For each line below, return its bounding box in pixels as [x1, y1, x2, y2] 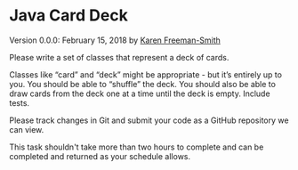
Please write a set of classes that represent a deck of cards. [9, 52, 230, 62]
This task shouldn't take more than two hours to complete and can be [9, 142, 264, 152]
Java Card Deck [9, 5, 129, 26]
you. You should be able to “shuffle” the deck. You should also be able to [9, 78, 276, 89]
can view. [9, 124, 44, 134]
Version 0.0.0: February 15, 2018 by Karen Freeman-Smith [9, 35, 221, 45]
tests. [9, 97, 29, 108]
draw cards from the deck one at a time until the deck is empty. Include [9, 88, 270, 99]
